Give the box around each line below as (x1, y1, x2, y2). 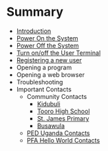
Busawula (36, 121, 65, 130)
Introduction (16, 27, 52, 35)
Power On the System (16, 34, 78, 42)
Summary (6, 4, 63, 20)
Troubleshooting (16, 78, 63, 86)
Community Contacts (26, 92, 87, 100)
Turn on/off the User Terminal (16, 49, 101, 57)
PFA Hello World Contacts (26, 136, 100, 144)
